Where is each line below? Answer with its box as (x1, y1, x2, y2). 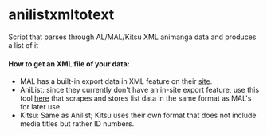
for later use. (19, 102, 62, 112)
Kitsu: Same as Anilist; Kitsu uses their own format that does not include (19, 110, 257, 121)
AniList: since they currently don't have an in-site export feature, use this (19, 85, 260, 95)
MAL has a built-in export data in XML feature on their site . (19, 77, 213, 86)
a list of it (8, 40, 38, 50)
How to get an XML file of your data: (8, 58, 130, 69)
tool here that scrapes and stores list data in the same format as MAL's (19, 93, 252, 103)
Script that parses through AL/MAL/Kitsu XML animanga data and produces (8, 32, 257, 42)
